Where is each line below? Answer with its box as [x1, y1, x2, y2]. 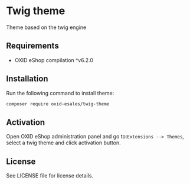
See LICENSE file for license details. [6, 172, 94, 179]
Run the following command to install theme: [6, 89, 114, 96]
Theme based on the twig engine [6, 24, 87, 31]
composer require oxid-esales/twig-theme [6, 101, 110, 107]
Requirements [6, 41, 59, 51]
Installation [6, 74, 48, 84]
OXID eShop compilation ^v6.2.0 [14, 56, 93, 63]
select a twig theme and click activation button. [6, 139, 121, 146]
